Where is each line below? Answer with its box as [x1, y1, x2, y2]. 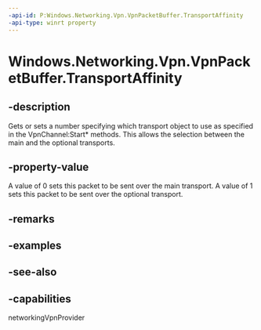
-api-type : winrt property [8, 19, 96, 27]
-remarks [8, 212, 55, 226]
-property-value [8, 160, 89, 173]
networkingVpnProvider [8, 313, 85, 322]
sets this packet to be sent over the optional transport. [8, 190, 183, 199]
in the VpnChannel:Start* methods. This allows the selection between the [8, 129, 245, 139]
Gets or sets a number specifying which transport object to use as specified [8, 121, 253, 130]
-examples [8, 239, 62, 252]
